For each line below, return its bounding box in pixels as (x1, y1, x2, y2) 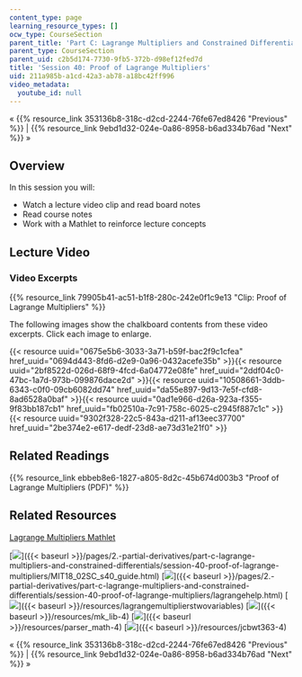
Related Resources (9, 508, 117, 523)
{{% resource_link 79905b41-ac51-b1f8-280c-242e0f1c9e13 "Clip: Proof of (9, 292, 288, 302)
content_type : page (9, 13, 83, 22)
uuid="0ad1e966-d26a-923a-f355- (130, 394, 262, 405)
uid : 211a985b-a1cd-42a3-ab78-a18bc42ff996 (9, 72, 175, 81)
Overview (9, 158, 66, 174)
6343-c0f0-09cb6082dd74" (9, 384, 115, 395)
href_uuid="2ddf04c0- (200, 365, 285, 376)
